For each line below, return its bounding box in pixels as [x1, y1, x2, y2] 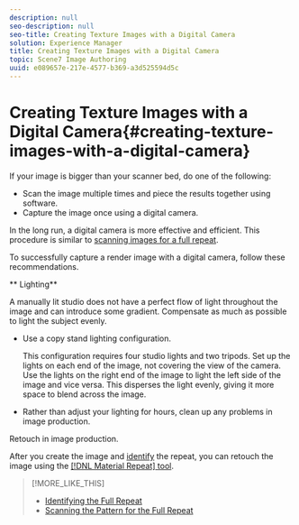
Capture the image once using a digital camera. [22, 207, 199, 217]
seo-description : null [9, 22, 95, 31]
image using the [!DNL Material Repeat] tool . [9, 460, 174, 471]
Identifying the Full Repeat [44, 495, 142, 506]
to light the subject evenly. [9, 315, 107, 326]
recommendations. [9, 261, 79, 272]
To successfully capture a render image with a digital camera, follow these [9, 252, 285, 262]
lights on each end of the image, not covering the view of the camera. [22, 360, 282, 371]
